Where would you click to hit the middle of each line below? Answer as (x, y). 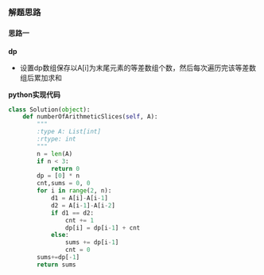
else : (60, 235)
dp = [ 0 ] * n (58, 176)
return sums (57, 265)
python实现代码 (35, 95)
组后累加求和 (41, 77)
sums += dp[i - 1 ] (92, 242)
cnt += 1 (79, 220)
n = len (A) (55, 153)
